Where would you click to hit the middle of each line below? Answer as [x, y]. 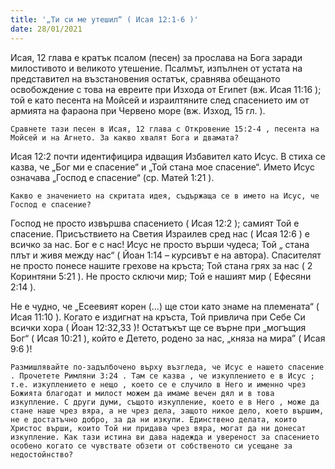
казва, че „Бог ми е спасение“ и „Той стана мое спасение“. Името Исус [162, 167]
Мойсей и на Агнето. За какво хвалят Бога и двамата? [125, 137]
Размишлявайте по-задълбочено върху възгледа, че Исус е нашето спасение [167, 367]
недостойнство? [42, 454]
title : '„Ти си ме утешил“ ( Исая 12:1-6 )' [104, 19]
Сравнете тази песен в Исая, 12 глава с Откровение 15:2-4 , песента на [165, 129]
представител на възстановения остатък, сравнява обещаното [145, 78]
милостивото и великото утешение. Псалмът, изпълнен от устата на [156, 68]
